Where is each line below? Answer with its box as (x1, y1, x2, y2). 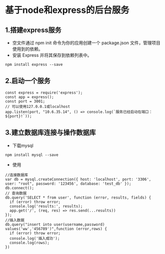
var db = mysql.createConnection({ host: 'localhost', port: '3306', (5, 177, 152, 182)
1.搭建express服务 (5, 26, 62, 34)
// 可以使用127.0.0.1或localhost (5, 104, 70, 109)
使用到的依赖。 (12, 46, 43, 52)
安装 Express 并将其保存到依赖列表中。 (12, 52, 92, 58)
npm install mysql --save (5, 152, 58, 157)
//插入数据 (5, 217, 25, 223)
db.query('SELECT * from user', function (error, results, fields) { (5, 195, 152, 200)
